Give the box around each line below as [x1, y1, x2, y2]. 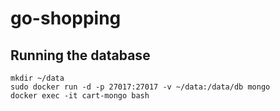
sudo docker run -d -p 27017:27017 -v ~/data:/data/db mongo [10, 82, 271, 92]
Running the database [10, 47, 151, 64]
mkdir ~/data [10, 73, 65, 83]
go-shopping [10, 7, 122, 30]
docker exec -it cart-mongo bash [10, 91, 150, 101]
